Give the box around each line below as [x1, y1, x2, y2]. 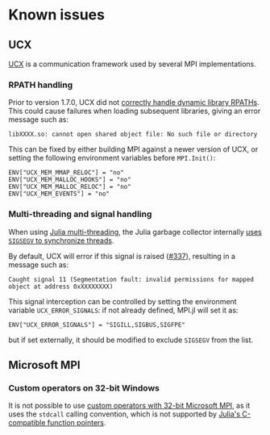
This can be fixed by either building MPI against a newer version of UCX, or [8, 144, 259, 154]
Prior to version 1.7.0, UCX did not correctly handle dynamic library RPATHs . [8, 98, 260, 107]
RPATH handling [8, 79, 73, 90]
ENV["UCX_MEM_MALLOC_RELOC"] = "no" [8, 183, 131, 191]
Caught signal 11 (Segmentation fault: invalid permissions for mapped [8, 275, 254, 283]
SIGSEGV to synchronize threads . [8, 236, 114, 245]
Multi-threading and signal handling [8, 208, 152, 220]
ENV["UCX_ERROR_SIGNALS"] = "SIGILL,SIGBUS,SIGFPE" [8, 320, 185, 328]
